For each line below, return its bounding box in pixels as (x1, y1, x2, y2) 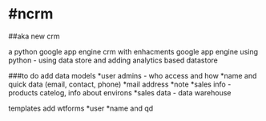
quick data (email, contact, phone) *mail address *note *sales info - (8, 79, 232, 89)
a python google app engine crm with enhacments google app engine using (8, 46, 259, 56)
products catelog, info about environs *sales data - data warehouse (8, 87, 232, 97)
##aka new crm (8, 31, 60, 41)
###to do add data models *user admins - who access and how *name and (8, 71, 257, 80)
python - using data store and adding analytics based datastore (8, 55, 218, 65)
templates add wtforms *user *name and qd (8, 103, 154, 113)
